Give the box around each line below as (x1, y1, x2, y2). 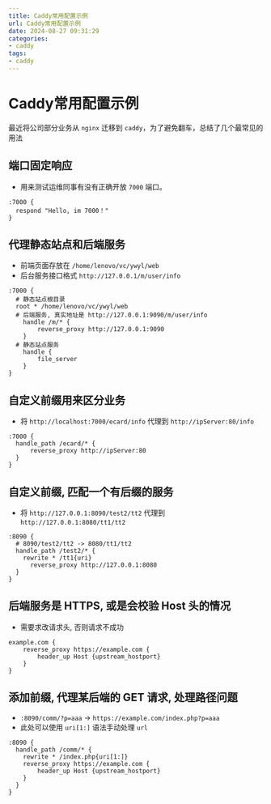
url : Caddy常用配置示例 (8, 19, 81, 28)
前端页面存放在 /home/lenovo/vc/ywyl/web (19, 261, 159, 270)
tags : (8, 49, 27, 57)
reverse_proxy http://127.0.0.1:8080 (29, 561, 158, 569)
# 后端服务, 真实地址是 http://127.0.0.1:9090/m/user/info (15, 311, 208, 320)
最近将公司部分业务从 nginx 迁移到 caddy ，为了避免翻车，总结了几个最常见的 (8, 122, 264, 132)
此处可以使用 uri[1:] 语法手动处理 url (19, 722, 148, 732)
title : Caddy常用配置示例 (8, 11, 89, 20)
